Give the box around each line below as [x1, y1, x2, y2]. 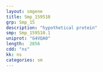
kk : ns [6, 52, 22, 57]
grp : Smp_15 [6, 19, 35, 25]
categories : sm [6, 57, 43, 63]
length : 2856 [6, 41, 41, 47]
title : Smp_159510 [6, 14, 51, 20]
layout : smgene [6, 8, 43, 15]
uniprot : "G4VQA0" [6, 35, 51, 41]
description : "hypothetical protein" [6, 24, 98, 31]
